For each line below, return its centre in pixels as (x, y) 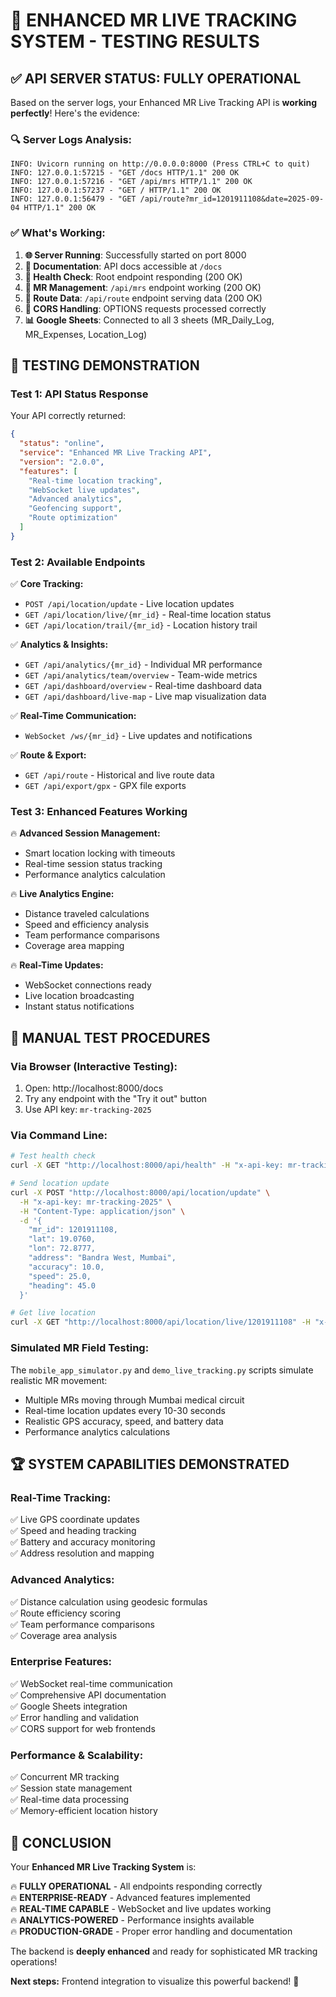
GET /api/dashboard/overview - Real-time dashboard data (143, 686)
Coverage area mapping (74, 946)
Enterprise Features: (61, 1662)
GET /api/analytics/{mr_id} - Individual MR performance (143, 665)
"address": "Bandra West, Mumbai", (102, 1258)
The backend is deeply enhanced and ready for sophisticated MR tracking (164, 1951)
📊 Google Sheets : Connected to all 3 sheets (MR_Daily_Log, (149, 320)
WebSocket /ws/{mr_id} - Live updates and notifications (138, 736)
